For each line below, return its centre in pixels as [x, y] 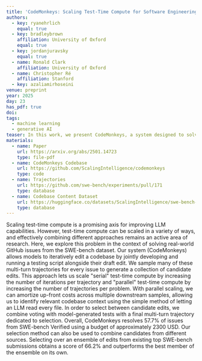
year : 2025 [20, 96]
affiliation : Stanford [45, 79]
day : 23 [16, 101]
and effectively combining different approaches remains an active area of [97, 238]
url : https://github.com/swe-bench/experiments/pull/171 [90, 185]
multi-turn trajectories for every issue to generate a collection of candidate [99, 270]
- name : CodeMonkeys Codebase [49, 163]
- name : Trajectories [39, 180]
